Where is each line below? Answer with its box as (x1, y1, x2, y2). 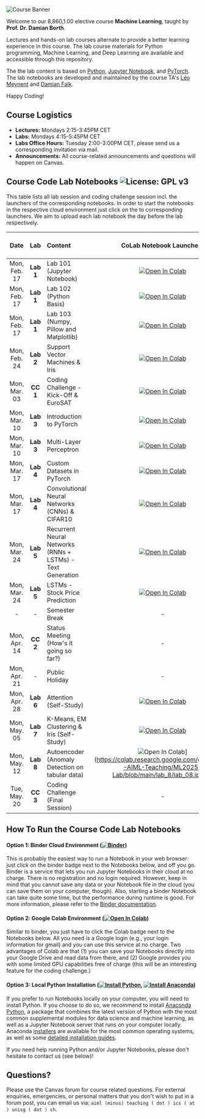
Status (46, 624, 65, 632)
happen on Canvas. (15, 159, 65, 166)
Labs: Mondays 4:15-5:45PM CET (15, 132, 101, 140)
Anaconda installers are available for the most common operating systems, (6, 1027, 195, 1034)
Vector (46, 350, 66, 358)
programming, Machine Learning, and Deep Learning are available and (6, 49, 184, 56)
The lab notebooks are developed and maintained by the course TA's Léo (6, 74, 190, 81)
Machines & (46, 358, 81, 366)
